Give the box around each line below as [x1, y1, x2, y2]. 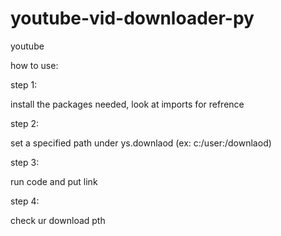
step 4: [10, 195, 40, 207]
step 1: [10, 78, 38, 91]
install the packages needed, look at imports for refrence [10, 98, 245, 110]
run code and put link [10, 175, 98, 187]
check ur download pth [10, 214, 106, 226]
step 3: [10, 156, 40, 168]
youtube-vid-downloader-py [10, 7, 255, 30]
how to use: [10, 59, 59, 71]
